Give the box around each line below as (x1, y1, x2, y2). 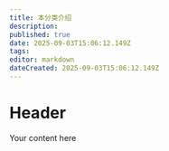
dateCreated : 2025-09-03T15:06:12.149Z (9, 64, 160, 73)
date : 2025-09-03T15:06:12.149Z (9, 38, 131, 48)
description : (9, 22, 59, 31)
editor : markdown (9, 55, 75, 64)
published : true (9, 30, 70, 39)
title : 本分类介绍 (9, 13, 72, 23)
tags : (9, 47, 30, 56)
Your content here (9, 132, 77, 143)
